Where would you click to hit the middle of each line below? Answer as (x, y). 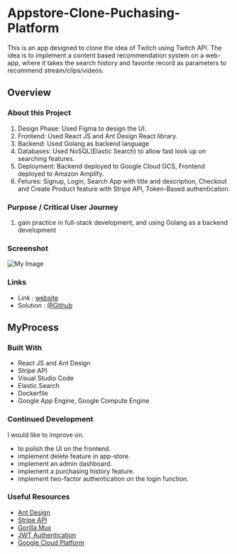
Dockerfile (33, 393)
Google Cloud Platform (51, 542)
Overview (29, 93)
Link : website (38, 298)
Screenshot (28, 248)
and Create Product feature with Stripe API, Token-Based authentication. (124, 189)
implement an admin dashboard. (65, 463)
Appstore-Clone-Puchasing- (94, 13)
